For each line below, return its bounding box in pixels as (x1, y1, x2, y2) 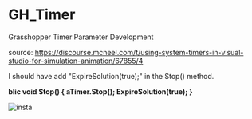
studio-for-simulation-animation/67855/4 (8, 56, 144, 65)
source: (8, 47, 33, 57)
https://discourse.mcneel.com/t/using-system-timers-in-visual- (34, 47, 244, 57)
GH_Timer (8, 6, 76, 24)
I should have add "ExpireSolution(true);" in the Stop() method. (8, 71, 215, 81)
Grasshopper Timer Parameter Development (8, 32, 154, 42)
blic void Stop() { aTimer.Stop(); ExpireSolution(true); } (8, 86, 193, 97)
